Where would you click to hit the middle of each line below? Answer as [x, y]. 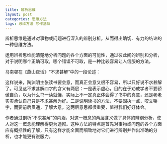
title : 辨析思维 [20, 10]
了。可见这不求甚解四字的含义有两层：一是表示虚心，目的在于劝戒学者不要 [81, 89]
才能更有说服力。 [36, 137]
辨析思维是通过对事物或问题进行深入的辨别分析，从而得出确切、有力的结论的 [83, 38]
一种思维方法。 [20, 45]
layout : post [19, 14]
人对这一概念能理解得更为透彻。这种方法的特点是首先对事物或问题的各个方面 [83, 124]
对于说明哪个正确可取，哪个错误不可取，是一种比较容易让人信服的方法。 [79, 61]
